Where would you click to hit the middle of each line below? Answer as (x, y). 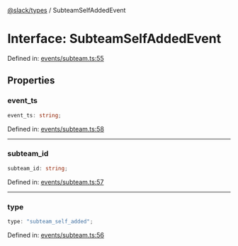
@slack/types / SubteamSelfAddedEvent (67, 10)
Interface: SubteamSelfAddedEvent (114, 39)
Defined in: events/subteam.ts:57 (56, 182)
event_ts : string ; (34, 115)
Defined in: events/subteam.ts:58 (56, 129)
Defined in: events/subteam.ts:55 (56, 58)
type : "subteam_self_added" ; (50, 221)
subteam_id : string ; (38, 168)
